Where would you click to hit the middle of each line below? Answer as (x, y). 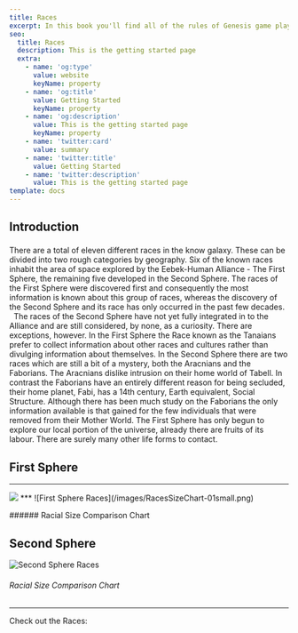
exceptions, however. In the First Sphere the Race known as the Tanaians (143, 335)
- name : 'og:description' (73, 116)
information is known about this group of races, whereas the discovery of (143, 298)
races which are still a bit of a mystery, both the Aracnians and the (130, 364)
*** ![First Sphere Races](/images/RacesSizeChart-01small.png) (137, 498)
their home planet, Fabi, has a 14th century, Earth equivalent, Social (132, 392)
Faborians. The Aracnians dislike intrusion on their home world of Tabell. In (146, 373)
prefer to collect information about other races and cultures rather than (139, 345)
